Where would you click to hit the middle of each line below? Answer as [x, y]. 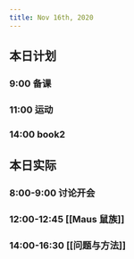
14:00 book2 [37, 134]
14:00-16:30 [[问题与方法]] [68, 245]
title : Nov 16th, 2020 [51, 17]
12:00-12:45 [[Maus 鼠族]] [67, 220]
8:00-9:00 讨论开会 [52, 193]
